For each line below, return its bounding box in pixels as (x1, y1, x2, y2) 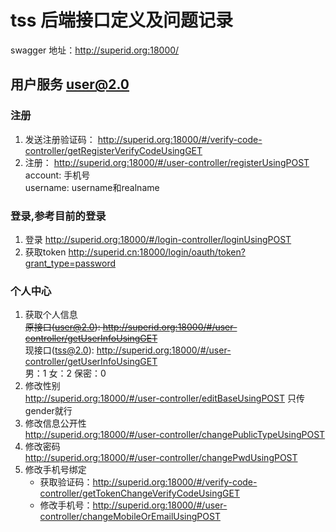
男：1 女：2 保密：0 (24, 367, 107, 380)
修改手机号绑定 (24, 464, 87, 476)
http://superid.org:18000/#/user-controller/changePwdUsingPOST (24, 452, 298, 464)
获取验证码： (39, 476, 93, 488)
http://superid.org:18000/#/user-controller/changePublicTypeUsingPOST (24, 429, 326, 441)
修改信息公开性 (24, 417, 87, 430)
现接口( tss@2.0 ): (24, 344, 95, 356)
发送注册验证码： (24, 133, 96, 145)
